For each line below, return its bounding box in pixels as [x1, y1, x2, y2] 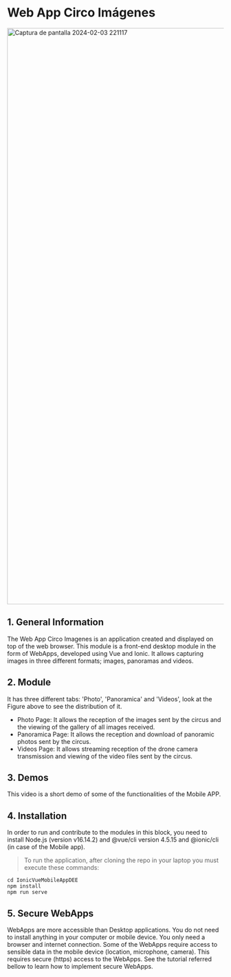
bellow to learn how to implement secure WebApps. [7, 963, 153, 970]
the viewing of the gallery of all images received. [16, 723, 155, 731]
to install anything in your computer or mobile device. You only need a [7, 933, 205, 941]
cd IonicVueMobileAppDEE [7, 877, 78, 884]
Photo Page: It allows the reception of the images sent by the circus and [16, 715, 221, 723]
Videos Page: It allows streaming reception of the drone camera [16, 745, 198, 753]
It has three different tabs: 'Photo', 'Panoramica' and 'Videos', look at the [7, 694, 212, 703]
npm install [7, 883, 41, 890]
